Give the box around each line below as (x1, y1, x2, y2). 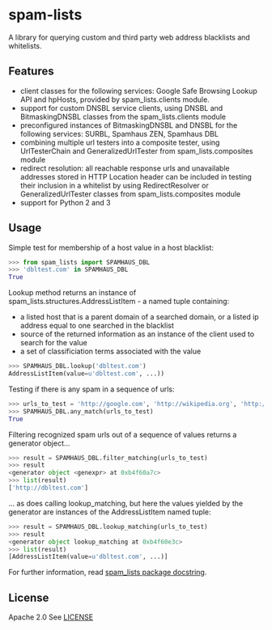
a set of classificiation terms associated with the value (19, 346, 202, 357)
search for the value (19, 338, 87, 348)
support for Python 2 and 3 (19, 197, 111, 207)
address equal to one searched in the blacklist (19, 321, 174, 331)
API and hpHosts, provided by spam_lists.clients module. (19, 95, 210, 104)
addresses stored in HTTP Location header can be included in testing (19, 171, 253, 181)
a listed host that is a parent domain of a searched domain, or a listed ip (19, 312, 259, 322)
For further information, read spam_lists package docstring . (8, 568, 207, 577)
